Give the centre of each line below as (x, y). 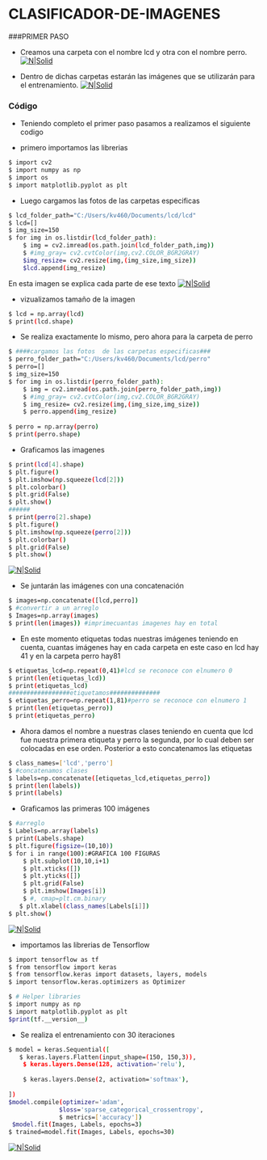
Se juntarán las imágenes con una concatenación (102, 586)
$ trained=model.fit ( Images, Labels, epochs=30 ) (92, 1133)
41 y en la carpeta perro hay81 (70, 656)
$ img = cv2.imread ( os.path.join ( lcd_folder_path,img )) (119, 246)
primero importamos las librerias (74, 148)
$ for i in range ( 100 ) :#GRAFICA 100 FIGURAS (84, 854)
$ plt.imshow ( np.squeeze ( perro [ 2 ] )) (70, 532)
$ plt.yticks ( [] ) (52, 876)
